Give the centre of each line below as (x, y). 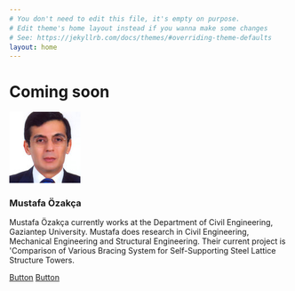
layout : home (33, 47)
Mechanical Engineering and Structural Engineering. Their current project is (147, 241)
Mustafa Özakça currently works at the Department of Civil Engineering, (141, 222)
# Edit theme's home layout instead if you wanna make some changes (139, 28)
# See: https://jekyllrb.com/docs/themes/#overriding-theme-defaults (141, 37)
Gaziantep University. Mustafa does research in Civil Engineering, (129, 232)
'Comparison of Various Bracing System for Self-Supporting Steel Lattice (143, 251)
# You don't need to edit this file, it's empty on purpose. (125, 19)
